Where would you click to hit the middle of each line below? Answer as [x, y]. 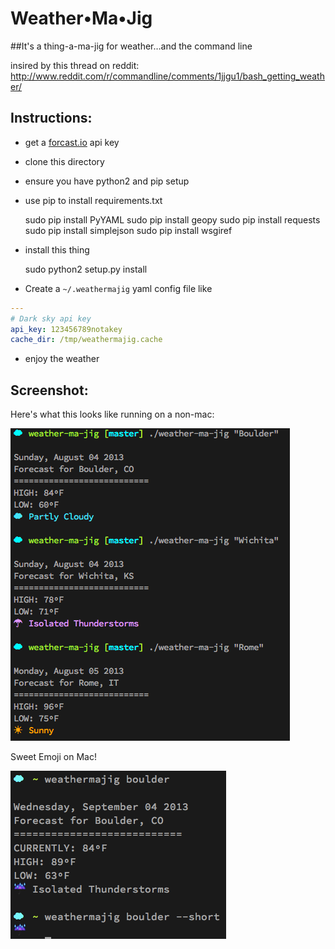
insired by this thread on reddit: [75, 65]
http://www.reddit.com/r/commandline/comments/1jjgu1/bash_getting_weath [167, 76]
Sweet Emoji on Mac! [53, 757]
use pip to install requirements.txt [93, 200]
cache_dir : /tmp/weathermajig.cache [86, 340]
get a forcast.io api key [72, 142]
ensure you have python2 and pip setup [107, 181]
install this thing [57, 249]
